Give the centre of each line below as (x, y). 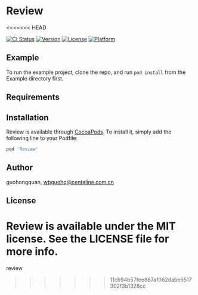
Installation (27, 117)
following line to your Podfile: (42, 138)
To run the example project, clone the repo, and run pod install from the (96, 72)
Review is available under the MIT (91, 226)
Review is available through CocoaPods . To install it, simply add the (89, 132)
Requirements (33, 97)
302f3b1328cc (128, 286)
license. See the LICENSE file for (88, 239)
